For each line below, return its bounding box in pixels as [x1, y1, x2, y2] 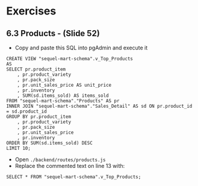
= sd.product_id [6, 108, 47, 114]
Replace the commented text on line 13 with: [14, 163, 125, 169]
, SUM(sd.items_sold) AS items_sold [17, 93, 110, 99]
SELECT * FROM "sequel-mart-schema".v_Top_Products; [6, 174, 141, 180]
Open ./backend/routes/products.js [14, 156, 106, 163]
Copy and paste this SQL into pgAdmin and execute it [14, 44, 148, 51]
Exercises [6, 4, 57, 18]
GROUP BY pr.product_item [6, 114, 71, 120]
